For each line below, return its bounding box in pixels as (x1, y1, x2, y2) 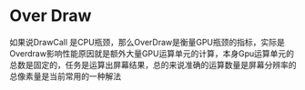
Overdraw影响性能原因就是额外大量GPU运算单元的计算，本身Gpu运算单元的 (9, 47, 294, 59)
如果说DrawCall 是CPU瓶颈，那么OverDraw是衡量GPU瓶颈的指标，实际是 (9, 36, 285, 47)
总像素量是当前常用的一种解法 (9, 70, 121, 82)
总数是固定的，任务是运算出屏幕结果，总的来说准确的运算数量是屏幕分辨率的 (9, 59, 297, 70)
